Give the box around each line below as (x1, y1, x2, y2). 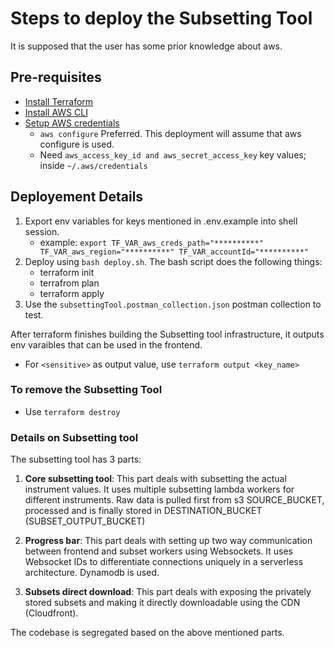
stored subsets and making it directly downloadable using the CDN (24, 597, 301, 609)
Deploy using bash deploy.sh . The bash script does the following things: (24, 255, 323, 267)
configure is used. (39, 138, 115, 150)
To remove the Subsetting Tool (10, 383, 163, 397)
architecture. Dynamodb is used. (24, 567, 160, 579)
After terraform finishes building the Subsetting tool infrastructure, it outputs (10, 328, 325, 340)
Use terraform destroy (24, 405, 121, 417)
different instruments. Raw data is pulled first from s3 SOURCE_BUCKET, (24, 494, 325, 506)
